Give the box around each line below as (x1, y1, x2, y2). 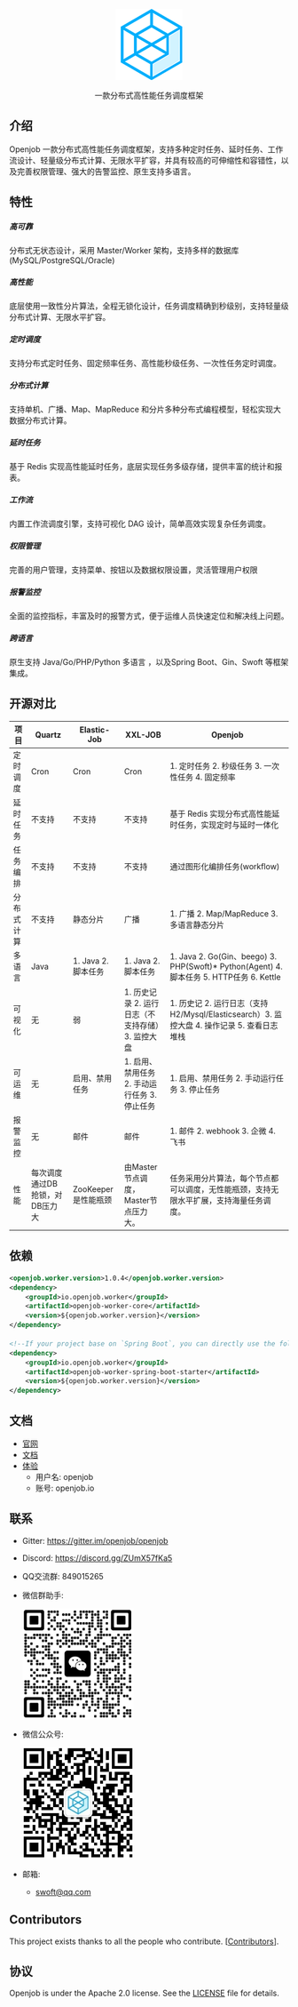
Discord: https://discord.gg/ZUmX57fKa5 (21, 1552, 173, 1563)
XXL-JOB (125, 729, 161, 740)
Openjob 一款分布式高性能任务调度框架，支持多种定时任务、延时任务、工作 (9, 143, 284, 155)
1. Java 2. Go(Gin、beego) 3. (169, 951, 278, 962)
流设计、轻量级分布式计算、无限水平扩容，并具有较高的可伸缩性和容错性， (9, 155, 281, 165)
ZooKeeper (72, 1183, 114, 1195)
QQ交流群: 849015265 (21, 1571, 104, 1581)
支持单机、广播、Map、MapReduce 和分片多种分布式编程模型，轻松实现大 (9, 404, 282, 415)
